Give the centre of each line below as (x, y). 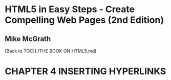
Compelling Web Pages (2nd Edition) (84, 20)
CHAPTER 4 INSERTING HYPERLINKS (85, 71)
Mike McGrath (28, 39)
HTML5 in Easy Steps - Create (70, 9)
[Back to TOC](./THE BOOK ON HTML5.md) (51, 51)
